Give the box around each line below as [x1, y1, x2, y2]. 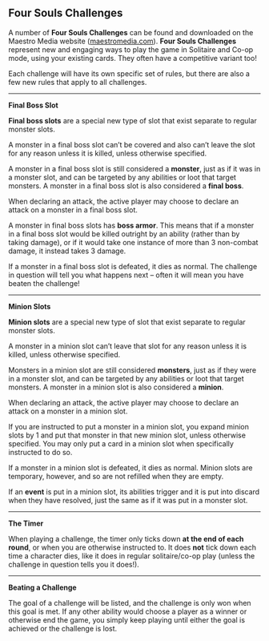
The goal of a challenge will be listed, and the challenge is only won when [8, 598, 251, 607]
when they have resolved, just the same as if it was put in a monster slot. [8, 495, 248, 505]
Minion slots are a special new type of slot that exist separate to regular [8, 316, 246, 327]
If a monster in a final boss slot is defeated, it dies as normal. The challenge [8, 261, 258, 271]
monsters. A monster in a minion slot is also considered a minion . [8, 382, 224, 392]
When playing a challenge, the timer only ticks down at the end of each [8, 534, 244, 543]
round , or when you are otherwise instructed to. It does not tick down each [8, 542, 257, 552]
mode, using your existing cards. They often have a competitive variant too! [8, 53, 258, 62]
